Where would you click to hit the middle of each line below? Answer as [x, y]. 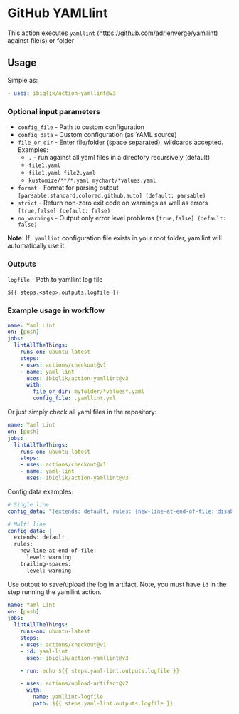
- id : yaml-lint [44, 651]
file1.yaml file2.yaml [62, 173]
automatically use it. [37, 245]
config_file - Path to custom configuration [81, 127]
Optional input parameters [54, 111]
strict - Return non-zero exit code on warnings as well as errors [113, 203]
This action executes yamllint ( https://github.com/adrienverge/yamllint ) [113, 33]
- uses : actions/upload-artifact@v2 [75, 684]
